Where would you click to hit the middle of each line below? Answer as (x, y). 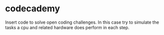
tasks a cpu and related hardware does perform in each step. (67, 27)
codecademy (33, 9)
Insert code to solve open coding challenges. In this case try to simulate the (82, 22)
